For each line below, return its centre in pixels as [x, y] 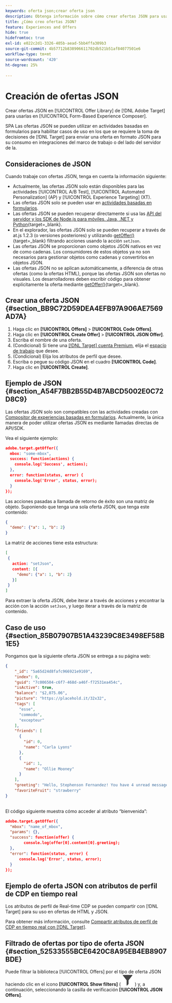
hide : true [17, 33]
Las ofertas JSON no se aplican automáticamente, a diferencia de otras [88, 268]
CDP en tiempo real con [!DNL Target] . [46, 927]
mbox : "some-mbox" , [31, 454]
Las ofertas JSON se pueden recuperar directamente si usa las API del [87, 214]
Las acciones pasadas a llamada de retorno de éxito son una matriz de [80, 501]
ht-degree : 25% [21, 65]
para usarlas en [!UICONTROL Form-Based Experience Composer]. [76, 116]
